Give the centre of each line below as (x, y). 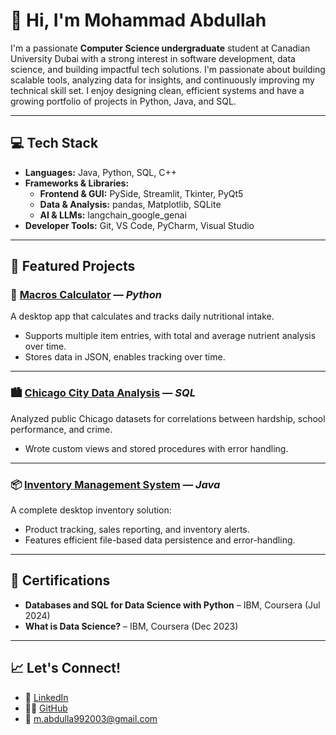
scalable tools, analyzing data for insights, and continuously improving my (162, 80)
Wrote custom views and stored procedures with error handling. (156, 448)
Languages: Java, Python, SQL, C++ (101, 172)
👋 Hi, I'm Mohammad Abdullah (138, 20)
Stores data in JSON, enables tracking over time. (125, 357)
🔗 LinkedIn (46, 697)
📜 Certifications (60, 580)
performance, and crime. (61, 429)
